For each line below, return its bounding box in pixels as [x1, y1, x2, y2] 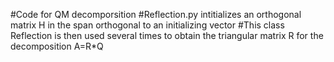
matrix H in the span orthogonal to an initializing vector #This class [10, 19, 285, 31]
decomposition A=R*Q [10, 40, 104, 52]
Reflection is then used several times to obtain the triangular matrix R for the [10, 30, 324, 41]
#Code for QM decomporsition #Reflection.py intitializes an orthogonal [10, 9, 302, 20]
